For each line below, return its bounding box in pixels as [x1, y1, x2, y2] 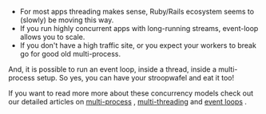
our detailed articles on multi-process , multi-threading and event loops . [8, 97, 248, 106]
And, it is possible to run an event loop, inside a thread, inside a [8, 65, 217, 74]
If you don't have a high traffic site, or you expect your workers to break [19, 41, 257, 50]
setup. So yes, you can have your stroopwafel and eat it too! [36, 73, 234, 82]
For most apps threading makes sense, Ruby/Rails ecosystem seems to [19, 7, 254, 16]
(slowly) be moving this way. [19, 15, 114, 25]
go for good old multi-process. [19, 49, 121, 58]
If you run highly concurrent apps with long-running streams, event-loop [19, 24, 259, 33]
